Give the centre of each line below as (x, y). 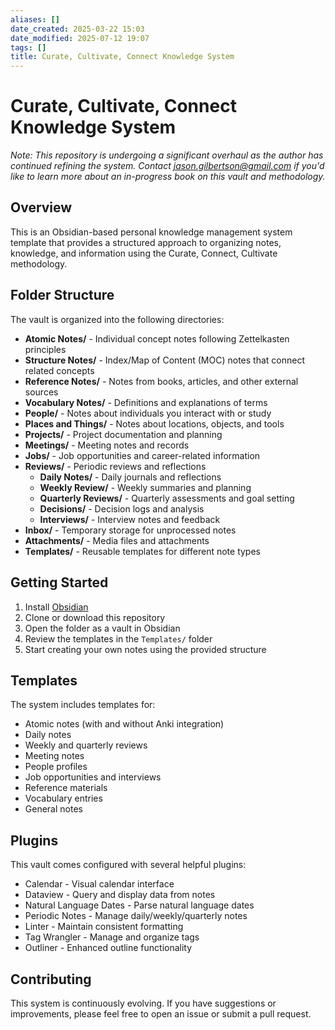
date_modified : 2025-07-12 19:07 (80, 38)
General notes (53, 809)
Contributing (51, 979)
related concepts (59, 370)
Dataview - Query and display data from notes (120, 895)
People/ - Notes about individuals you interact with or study (148, 413)
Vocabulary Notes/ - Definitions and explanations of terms (146, 402)
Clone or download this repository (95, 617)
